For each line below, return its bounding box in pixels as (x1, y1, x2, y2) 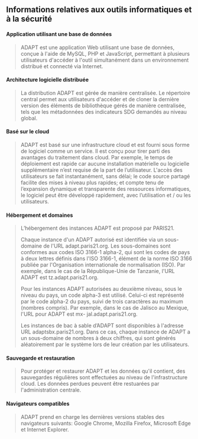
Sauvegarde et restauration (6, 354, 75, 361)
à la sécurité (6, 14, 53, 24)
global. (20, 114, 38, 121)
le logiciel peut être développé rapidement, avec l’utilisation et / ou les (20, 192, 191, 198)
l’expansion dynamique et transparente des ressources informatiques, (20, 185, 191, 192)
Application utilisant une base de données (6, 30, 112, 37)
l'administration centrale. (20, 386, 82, 393)
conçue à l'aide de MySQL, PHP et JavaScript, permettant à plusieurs (20, 50, 190, 57)
